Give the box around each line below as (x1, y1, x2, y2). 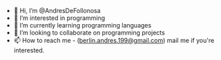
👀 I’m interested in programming (13, 14, 106, 22)
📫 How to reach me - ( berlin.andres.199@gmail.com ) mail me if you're (13, 37, 215, 44)
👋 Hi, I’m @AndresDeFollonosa (13, 7, 102, 14)
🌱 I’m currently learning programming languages (13, 21, 152, 29)
